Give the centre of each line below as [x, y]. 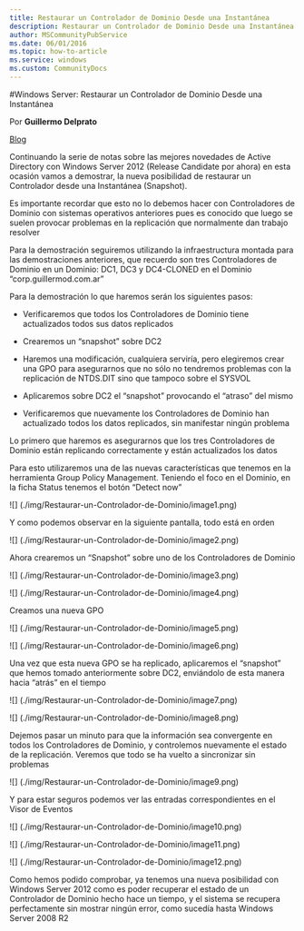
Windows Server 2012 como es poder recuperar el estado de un [129, 889]
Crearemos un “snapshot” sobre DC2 [92, 341]
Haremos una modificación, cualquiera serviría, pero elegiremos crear [153, 359]
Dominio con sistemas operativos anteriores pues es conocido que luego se [151, 213]
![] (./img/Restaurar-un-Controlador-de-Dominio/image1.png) [123, 504]
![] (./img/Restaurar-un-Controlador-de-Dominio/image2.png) [124, 540]
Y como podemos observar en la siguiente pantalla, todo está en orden [142, 522]
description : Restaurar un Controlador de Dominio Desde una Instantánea [152, 26]
